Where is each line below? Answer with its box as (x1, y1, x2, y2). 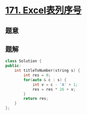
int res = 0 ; (23, 73, 51, 78)
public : (5, 64, 22, 69)
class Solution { (5, 59, 42, 64)
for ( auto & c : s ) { (23, 77, 67, 82)
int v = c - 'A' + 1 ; (32, 82, 78, 87)
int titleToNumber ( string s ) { (14, 68, 80, 73)
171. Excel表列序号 (5, 5, 82, 16)
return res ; (23, 96, 49, 101)
